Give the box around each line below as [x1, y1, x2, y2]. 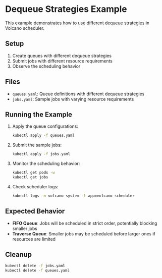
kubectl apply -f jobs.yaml [12, 152, 70, 157]
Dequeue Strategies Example [5, 3, 127, 15]
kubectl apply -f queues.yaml [12, 133, 75, 138]
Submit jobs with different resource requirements [12, 58, 113, 64]
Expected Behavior [5, 207, 65, 216]
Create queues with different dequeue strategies [12, 53, 112, 58]
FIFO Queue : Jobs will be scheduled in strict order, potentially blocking [12, 220, 158, 226]
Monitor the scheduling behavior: [12, 161, 80, 167]
